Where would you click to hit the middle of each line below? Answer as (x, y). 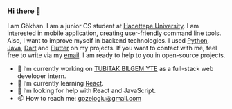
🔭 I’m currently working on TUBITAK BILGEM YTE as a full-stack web (115, 69)
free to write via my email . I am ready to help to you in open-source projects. (116, 55)
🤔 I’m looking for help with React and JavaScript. (87, 91)
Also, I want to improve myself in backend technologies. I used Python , (108, 41)
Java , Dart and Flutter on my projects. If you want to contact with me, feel (112, 48)
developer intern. (42, 76)
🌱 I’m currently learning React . (60, 83)
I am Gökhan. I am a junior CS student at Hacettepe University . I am (103, 26)
